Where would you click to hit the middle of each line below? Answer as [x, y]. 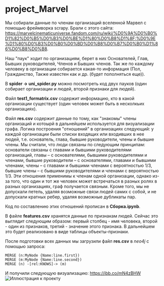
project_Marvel [37, 9]
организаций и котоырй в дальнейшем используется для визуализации [80, 124]
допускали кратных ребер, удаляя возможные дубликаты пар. [71, 197]
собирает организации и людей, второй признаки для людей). [70, 89]
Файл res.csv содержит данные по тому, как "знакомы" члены [71, 118]
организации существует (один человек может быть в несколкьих [75, 103]
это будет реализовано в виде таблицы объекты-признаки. [67, 231]
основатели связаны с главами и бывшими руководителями [68, 150]
